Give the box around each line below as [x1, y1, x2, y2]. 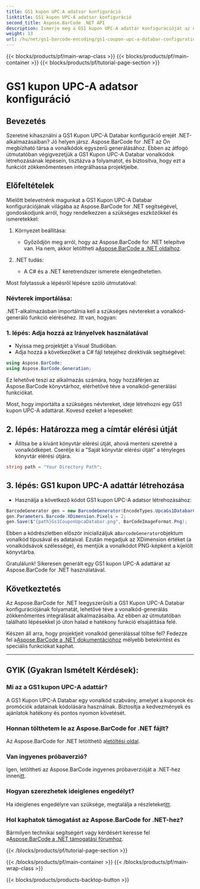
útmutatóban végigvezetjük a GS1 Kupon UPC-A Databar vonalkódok [6, 151, 174, 158]
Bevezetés [6, 116, 46, 126]
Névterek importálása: [6, 294, 73, 302]
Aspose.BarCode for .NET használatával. [6, 566, 106, 574]
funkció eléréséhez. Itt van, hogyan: [29, 314, 117, 321]
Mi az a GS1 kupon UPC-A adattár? [6, 683, 108, 692]
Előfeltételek [6, 181, 55, 191]
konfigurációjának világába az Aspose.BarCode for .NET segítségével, [6, 203, 179, 210]
